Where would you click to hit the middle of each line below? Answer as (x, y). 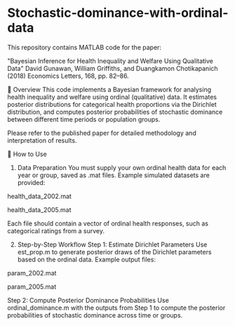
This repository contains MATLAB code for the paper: (85, 47)
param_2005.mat (32, 287)
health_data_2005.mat (39, 209)
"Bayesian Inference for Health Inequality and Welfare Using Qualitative (110, 60)
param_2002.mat (32, 273)
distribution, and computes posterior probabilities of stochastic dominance (115, 112)
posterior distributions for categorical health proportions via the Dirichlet (112, 104)
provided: (31, 182)
